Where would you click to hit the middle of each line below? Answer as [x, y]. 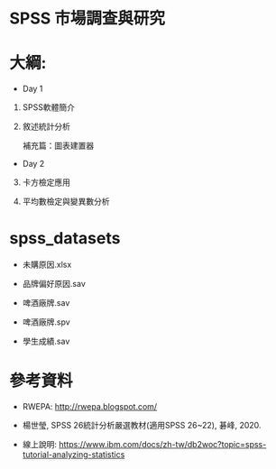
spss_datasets [65, 239]
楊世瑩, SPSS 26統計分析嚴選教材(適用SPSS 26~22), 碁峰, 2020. [142, 425]
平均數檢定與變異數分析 [66, 202]
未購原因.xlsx [47, 265]
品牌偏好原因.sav [54, 284]
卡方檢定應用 [46, 182]
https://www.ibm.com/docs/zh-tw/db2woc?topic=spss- [162, 444]
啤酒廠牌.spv [46, 322]
